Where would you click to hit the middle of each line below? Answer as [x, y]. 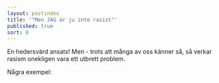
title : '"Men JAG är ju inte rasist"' [62, 20]
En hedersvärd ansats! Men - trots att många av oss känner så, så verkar [109, 52]
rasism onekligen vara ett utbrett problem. [66, 59]
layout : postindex [33, 13]
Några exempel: [29, 72]
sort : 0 [18, 32]
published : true [30, 26]
